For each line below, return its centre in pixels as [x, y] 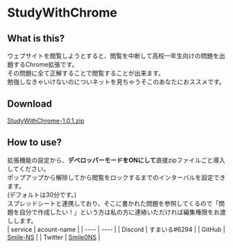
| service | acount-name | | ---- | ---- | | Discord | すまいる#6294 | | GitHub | [116, 229]
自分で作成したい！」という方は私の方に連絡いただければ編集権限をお [119, 212]
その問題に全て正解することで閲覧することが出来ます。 [86, 73]
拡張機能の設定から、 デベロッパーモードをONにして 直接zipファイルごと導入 [116, 160]
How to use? [35, 142]
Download [29, 104]
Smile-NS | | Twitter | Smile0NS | [54, 237]
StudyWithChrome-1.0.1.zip [46, 121]
